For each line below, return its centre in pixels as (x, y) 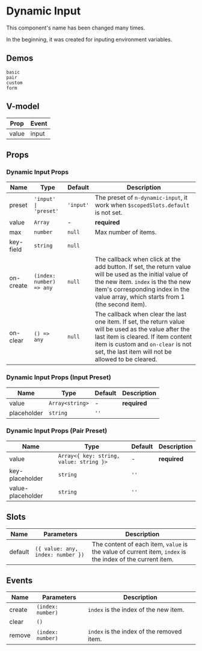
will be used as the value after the (142, 329)
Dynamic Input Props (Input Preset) (59, 377)
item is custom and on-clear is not (143, 344)
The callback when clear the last (141, 314)
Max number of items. (126, 232)
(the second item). (121, 304)
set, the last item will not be (134, 352)
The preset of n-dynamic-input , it (141, 198)
